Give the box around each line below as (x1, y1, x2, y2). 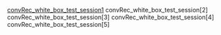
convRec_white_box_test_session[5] (7, 21, 110, 28)
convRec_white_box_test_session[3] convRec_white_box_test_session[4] (7, 13, 214, 21)
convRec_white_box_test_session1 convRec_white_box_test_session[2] (7, 6, 209, 14)
